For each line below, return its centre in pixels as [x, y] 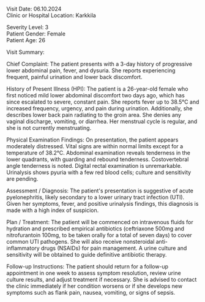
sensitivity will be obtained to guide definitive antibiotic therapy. [87, 255]
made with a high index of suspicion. [53, 210]
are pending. [22, 179]
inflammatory [23, 248]
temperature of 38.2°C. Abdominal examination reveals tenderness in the [99, 153]
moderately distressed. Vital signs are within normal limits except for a [95, 146]
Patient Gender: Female [36, 34]
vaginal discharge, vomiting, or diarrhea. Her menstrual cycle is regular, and [102, 121]
